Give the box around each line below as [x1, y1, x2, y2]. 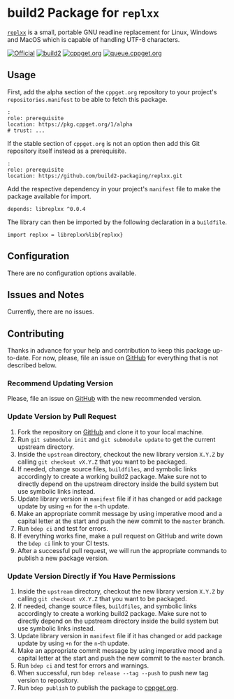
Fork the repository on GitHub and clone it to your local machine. [17, 427, 204, 436]
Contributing [7, 328, 64, 339]
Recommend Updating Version [7, 378, 114, 388]
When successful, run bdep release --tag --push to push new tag [17, 669, 209, 677]
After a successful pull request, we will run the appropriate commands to [17, 546, 227, 554]
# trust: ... [7, 127, 45, 134]
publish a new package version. [17, 554, 110, 562]
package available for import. [7, 192, 92, 200]
